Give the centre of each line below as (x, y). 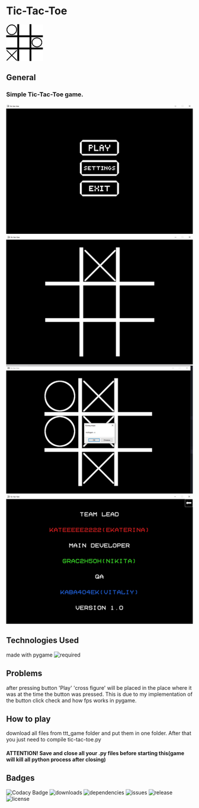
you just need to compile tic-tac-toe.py (54, 740)
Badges (20, 778)
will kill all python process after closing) (56, 760)
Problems (24, 674)
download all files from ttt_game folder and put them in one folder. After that (99, 733)
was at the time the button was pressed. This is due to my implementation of (99, 694)
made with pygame (30, 655)
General (21, 77)
